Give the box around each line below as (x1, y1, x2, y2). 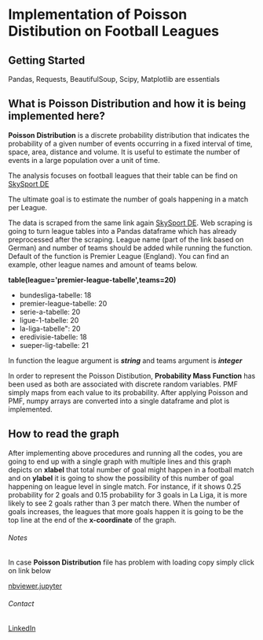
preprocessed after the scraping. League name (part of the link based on (8, 235, 244, 244)
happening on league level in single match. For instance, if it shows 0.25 (8, 482, 242, 491)
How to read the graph (8, 427, 119, 441)
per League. (8, 202, 48, 212)
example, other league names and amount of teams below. (8, 260, 198, 269)
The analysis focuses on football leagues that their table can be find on (8, 171, 238, 180)
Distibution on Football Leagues (8, 22, 220, 40)
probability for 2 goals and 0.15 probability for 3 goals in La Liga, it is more (8, 490, 247, 499)
